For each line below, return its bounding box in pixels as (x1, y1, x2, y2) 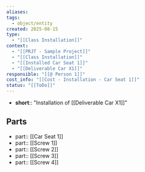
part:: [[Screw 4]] (15, 159, 59, 166)
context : (6, 43, 29, 49)
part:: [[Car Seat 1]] (15, 132, 64, 140)
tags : (6, 15, 20, 21)
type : (6, 32, 20, 38)
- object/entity (12, 20, 53, 26)
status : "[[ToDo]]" (6, 83, 56, 89)
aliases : (6, 9, 29, 15)
